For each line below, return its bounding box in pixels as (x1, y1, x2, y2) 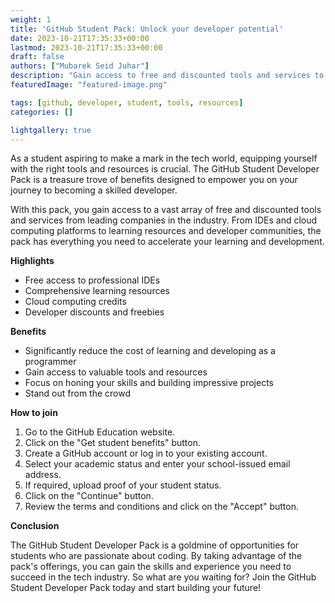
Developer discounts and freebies (24, 306, 165, 318)
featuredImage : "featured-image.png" (10, 80, 168, 90)
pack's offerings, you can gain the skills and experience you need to (10, 561, 292, 573)
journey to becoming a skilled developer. (10, 184, 178, 196)
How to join (10, 407, 58, 419)
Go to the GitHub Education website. (24, 426, 176, 438)
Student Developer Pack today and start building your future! (10, 582, 262, 594)
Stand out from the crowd (24, 387, 131, 400)
